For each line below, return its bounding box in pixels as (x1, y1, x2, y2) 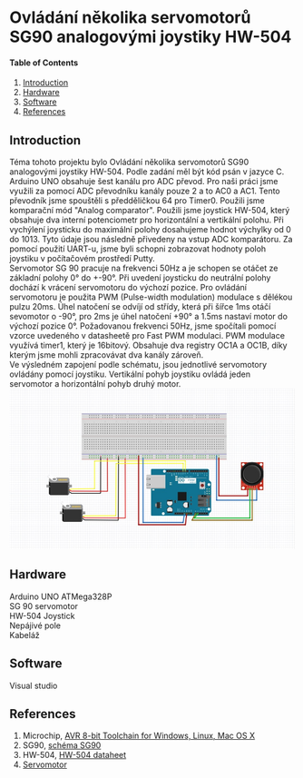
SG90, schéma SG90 (22, 740, 102, 751)
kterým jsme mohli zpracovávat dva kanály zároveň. (9, 350, 204, 360)
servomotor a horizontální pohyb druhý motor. (9, 379, 181, 389)
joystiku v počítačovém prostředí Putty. (9, 253, 156, 264)
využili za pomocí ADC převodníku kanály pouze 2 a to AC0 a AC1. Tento (9, 185, 281, 197)
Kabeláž (9, 629, 40, 640)
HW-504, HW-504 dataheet (22, 750, 127, 761)
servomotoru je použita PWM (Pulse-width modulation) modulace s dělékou (9, 291, 293, 302)
